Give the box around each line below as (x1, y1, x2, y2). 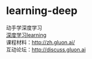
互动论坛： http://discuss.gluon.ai (6, 46, 86, 53)
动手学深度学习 (6, 24, 42, 31)
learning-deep (6, 4, 78, 18)
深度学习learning (6, 31, 47, 39)
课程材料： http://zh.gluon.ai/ (6, 39, 75, 46)
